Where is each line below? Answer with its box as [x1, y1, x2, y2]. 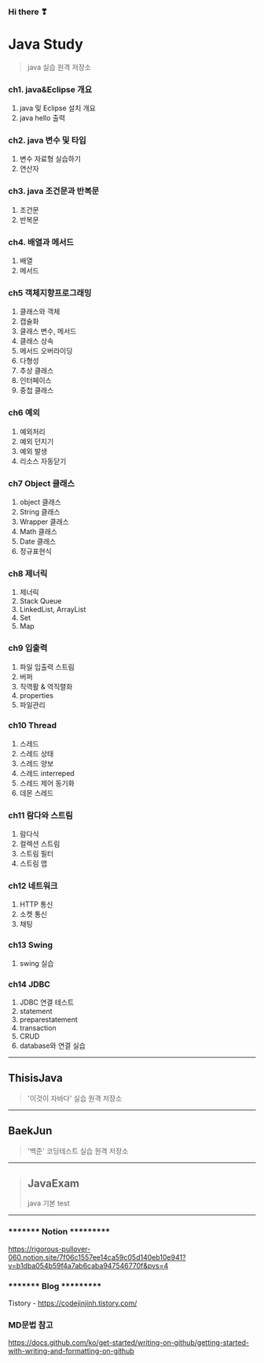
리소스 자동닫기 [19, 456, 67, 466]
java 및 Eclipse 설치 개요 [19, 103, 96, 113]
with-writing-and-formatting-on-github [8, 1346, 135, 1356]
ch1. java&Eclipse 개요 [8, 84, 93, 95]
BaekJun [8, 1124, 53, 1138]
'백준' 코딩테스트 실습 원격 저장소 [27, 1146, 129, 1156]
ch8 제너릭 [8, 568, 48, 579]
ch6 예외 [8, 407, 41, 418]
